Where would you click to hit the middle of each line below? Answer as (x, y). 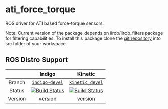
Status (17, 90)
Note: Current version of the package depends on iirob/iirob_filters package (84, 33)
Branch (17, 82)
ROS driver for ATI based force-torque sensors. (55, 23)
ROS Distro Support (37, 60)
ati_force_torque (40, 9)
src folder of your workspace (35, 43)
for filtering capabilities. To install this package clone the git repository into (83, 38)
